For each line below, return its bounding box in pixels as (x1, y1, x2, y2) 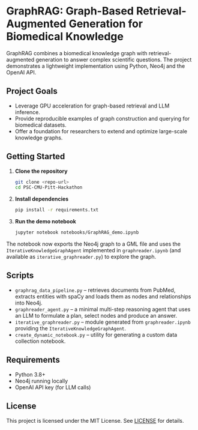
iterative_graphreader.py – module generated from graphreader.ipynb (14, 318, 191, 326)
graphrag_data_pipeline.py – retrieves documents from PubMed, (14, 286, 176, 294)
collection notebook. (14, 338, 66, 345)
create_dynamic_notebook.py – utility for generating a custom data (14, 331, 178, 338)
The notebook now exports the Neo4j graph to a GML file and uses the (6, 240, 181, 247)
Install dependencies (14, 195, 69, 202)
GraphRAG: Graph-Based (6, 4, 134, 18)
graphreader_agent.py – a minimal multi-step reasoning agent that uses (14, 305, 191, 313)
